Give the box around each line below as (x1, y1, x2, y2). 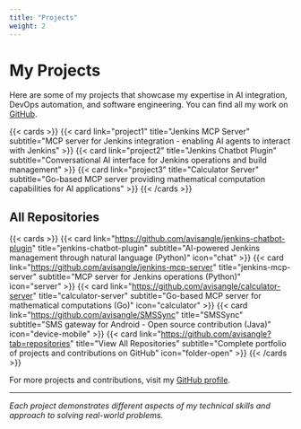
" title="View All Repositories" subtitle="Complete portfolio (70, 338, 287, 349)
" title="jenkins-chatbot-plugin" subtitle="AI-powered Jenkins (31, 243, 261, 254)
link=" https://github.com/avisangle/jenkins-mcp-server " (9, 262, 217, 273)
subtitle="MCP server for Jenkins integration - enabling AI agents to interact (9, 136, 291, 146)
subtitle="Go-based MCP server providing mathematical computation (9, 174, 266, 185)
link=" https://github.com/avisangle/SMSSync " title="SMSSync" (9, 310, 244, 320)
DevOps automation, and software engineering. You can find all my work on (9, 100, 288, 110)
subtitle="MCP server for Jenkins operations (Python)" (39, 271, 242, 283)
